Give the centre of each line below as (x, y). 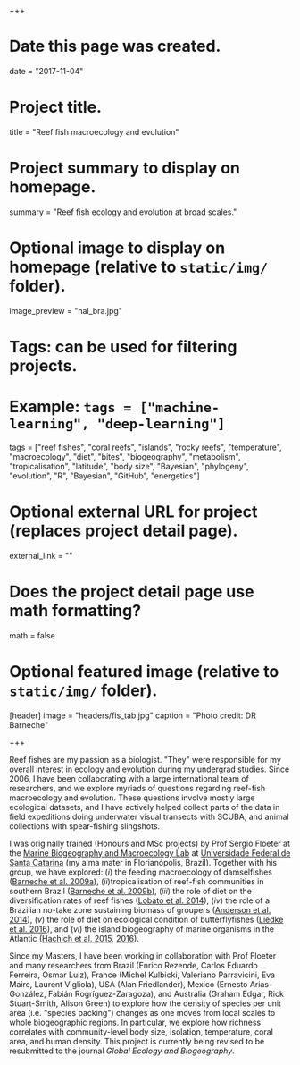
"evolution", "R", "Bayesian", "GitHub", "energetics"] (105, 476)
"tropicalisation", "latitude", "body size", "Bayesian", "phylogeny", (129, 466)
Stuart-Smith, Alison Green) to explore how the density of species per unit (145, 1003)
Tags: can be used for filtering (123, 347)
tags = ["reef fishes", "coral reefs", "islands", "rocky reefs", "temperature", (146, 447)
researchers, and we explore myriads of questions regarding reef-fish (137, 788)
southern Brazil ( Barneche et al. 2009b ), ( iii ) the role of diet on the (131, 891)
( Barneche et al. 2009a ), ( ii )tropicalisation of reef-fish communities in (137, 881)
